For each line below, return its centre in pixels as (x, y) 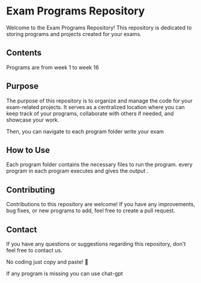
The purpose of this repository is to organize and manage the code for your (100, 101)
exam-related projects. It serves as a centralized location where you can (95, 107)
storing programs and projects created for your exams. (74, 34)
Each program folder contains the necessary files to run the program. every (100, 165)
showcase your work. (33, 120)
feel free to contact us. (34, 250)
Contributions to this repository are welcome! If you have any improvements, (101, 204)
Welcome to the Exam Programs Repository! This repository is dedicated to (99, 28)
